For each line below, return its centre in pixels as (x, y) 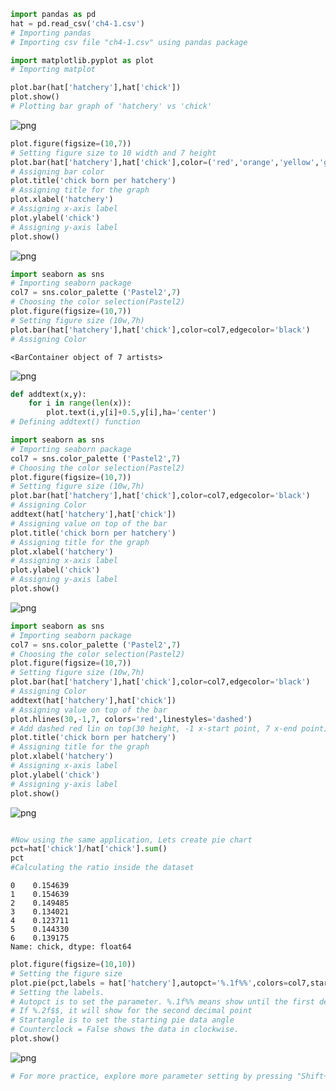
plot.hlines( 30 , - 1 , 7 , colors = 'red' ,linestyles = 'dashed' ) (131, 719)
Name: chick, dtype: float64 (71, 947)
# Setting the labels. (57, 992)
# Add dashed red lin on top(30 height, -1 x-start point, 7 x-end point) (169, 728)
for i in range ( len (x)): (80, 403)
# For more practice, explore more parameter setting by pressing (151, 1076)
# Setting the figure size (66, 973)
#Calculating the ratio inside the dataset (102, 868)
